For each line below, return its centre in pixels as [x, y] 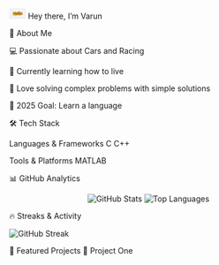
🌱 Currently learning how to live [67, 71]
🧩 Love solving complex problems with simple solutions [110, 88]
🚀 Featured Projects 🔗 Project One [71, 250]
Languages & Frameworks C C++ [69, 143]
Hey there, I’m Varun [65, 16]
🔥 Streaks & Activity [45, 216]
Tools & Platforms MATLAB [58, 160]
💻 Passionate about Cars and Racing [77, 50]
